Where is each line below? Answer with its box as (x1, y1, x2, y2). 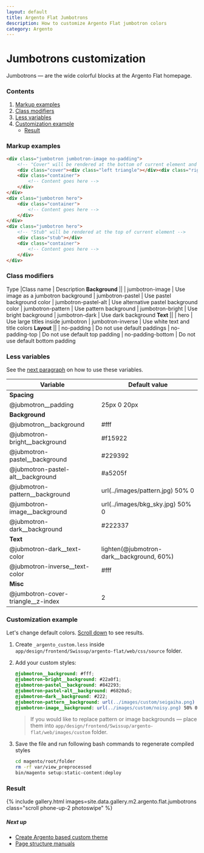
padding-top (6, 330, 38, 338)
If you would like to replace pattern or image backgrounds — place (30, 716, 197, 723)
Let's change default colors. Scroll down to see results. (6, 629, 144, 636)
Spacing (9, 391, 34, 399)
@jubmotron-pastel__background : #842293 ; (15, 682, 122, 688)
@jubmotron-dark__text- (9, 545, 82, 553)
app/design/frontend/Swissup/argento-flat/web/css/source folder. (15, 647, 183, 654)
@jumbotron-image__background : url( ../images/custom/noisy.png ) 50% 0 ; (15, 705, 200, 711)
